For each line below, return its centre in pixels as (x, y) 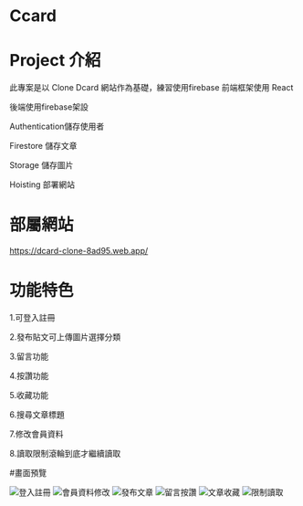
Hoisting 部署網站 (42, 184)
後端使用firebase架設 (49, 107)
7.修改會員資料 (37, 434)
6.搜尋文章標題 (37, 415)
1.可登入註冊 (32, 317)
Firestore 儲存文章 (43, 146)
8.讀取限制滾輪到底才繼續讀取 (65, 453)
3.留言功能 (29, 356)
